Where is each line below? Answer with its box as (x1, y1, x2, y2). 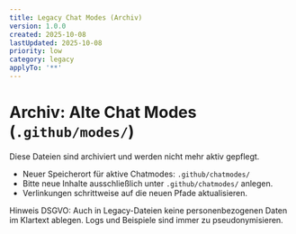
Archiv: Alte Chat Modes (9, 103, 197, 122)
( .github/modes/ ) (9, 121, 135, 142)
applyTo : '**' (9, 64, 63, 73)
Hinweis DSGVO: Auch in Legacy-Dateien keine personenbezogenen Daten (9, 204, 288, 216)
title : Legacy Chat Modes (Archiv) (9, 13, 143, 22)
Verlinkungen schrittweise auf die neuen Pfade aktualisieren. (22, 187, 248, 198)
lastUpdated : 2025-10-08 (9, 38, 103, 48)
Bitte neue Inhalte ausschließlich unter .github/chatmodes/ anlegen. (22, 177, 274, 189)
